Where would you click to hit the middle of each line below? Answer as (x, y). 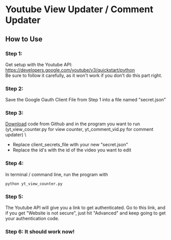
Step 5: (15, 196)
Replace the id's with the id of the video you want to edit (72, 150)
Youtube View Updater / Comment (79, 9)
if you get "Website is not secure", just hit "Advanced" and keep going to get (86, 213)
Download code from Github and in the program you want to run (73, 124)
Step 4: (15, 163)
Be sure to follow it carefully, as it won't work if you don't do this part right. (84, 75)
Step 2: (15, 89)
